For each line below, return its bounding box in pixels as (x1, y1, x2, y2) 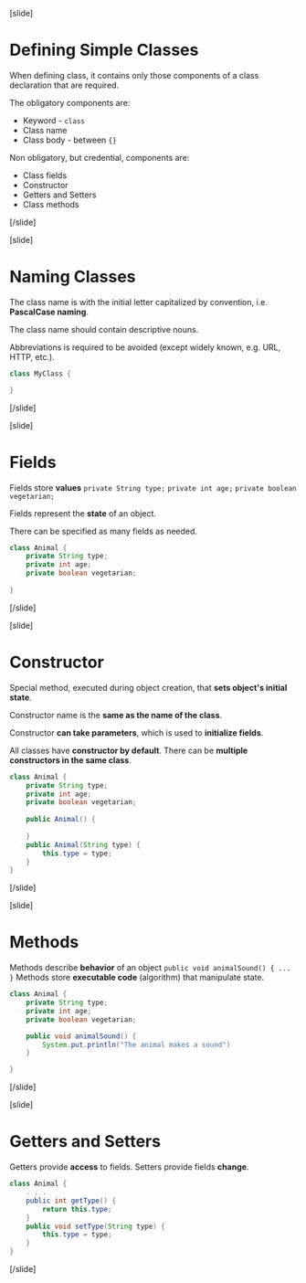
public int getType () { (26, 1196, 117, 1205)
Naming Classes (9, 267, 136, 287)
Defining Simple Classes (9, 40, 199, 60)
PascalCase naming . (9, 306, 90, 317)
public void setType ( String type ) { (26, 1222, 166, 1231)
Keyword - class (22, 114, 85, 126)
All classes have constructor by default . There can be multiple (9, 745, 248, 756)
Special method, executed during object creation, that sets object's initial (9, 682, 288, 693)
